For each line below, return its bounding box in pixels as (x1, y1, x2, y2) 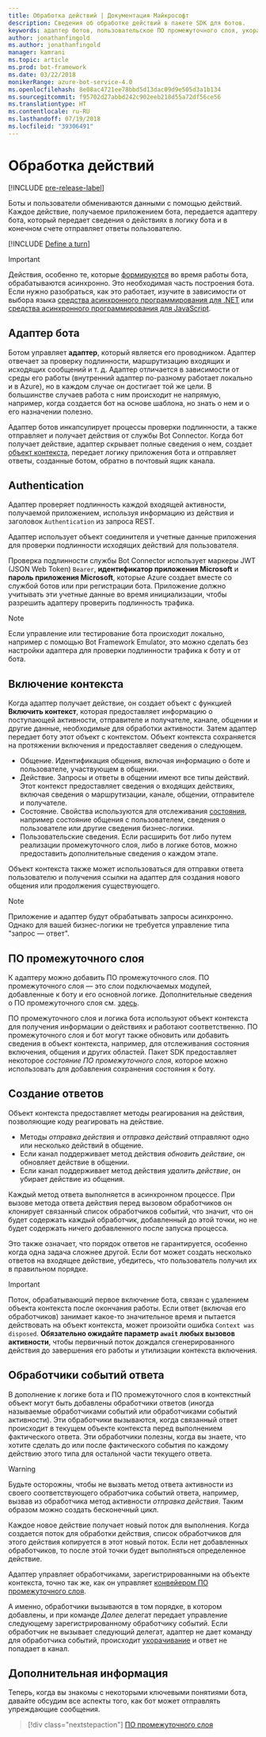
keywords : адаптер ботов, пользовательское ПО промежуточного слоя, (8, 26, 239, 34)
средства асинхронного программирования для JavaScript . (8, 303, 211, 313)
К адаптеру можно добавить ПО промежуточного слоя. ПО (8, 972, 210, 982)
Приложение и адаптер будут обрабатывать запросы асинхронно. (8, 912, 234, 921)
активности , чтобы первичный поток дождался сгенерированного (8, 1337, 235, 1346)
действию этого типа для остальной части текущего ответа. (8, 1449, 212, 1458)
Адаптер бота (8, 326, 80, 340)
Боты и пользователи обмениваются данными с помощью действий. (8, 198, 242, 207)
